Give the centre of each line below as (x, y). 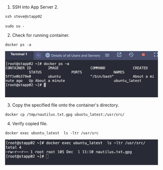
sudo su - (15, 26)
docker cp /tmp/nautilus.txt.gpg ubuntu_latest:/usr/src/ (65, 115)
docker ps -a (18, 45)
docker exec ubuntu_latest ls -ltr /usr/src (52, 133)
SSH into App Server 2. (35, 7)
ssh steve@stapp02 (24, 17)
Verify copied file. (30, 124)
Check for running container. (41, 35)
